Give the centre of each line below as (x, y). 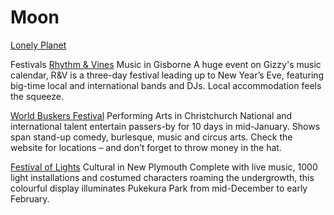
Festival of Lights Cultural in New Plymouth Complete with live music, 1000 (164, 167)
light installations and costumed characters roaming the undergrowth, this (162, 177)
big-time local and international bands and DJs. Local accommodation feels (166, 85)
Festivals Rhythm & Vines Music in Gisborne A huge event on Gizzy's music (166, 64)
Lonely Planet (38, 45)
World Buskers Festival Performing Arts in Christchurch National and (151, 115)
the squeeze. (37, 96)
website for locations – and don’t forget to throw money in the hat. (146, 147)
